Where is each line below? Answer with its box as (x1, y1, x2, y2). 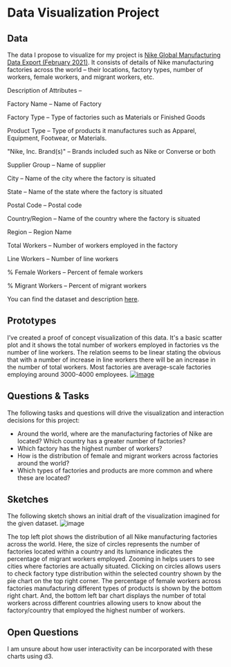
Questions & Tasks (7, 390, 90, 402)
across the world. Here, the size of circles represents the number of (7, 540, 201, 549)
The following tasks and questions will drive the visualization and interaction (7, 409, 225, 417)
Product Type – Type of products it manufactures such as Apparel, (7, 127, 197, 134)
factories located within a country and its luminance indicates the (7, 547, 193, 555)
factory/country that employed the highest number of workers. (7, 606, 185, 614)
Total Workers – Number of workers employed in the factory (7, 241, 178, 249)
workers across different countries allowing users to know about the (7, 599, 202, 607)
